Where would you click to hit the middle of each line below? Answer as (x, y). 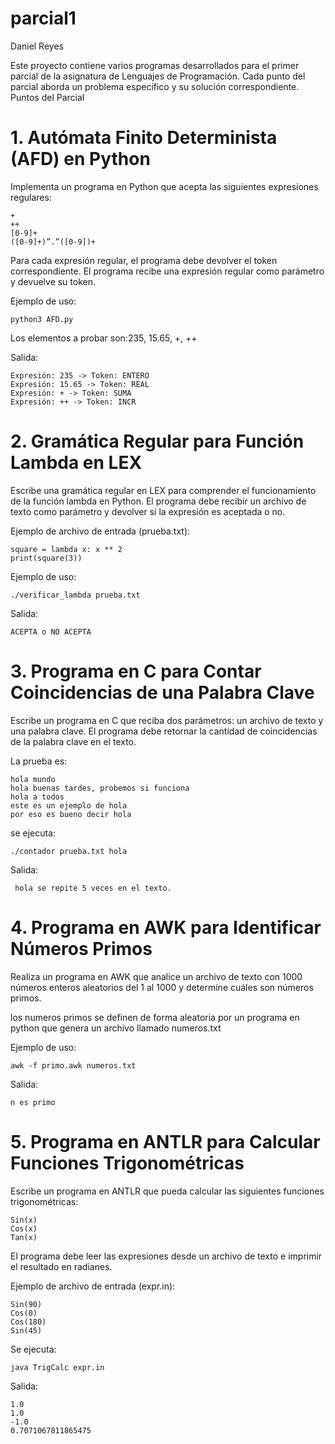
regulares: (31, 197)
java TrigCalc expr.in (57, 1367)
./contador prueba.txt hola (69, 851)
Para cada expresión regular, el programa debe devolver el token (144, 260)
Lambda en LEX (76, 463)
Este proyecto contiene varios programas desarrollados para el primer (155, 65)
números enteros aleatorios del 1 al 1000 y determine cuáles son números (162, 987)
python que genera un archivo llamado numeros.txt (116, 1028)
